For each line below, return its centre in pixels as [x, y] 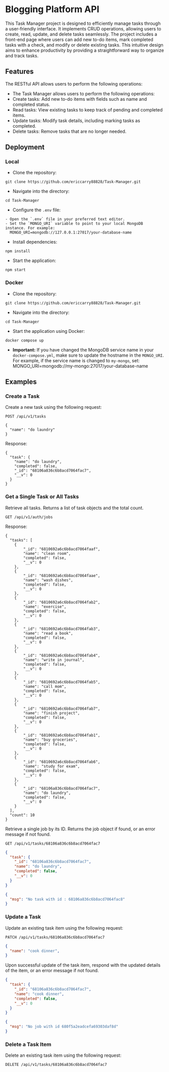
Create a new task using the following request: [53, 407]
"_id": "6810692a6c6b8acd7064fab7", [62, 709]
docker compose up [24, 340]
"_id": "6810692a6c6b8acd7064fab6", [62, 762]
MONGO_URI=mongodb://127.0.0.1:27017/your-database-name [71, 233]
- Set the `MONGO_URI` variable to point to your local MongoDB [74, 224]
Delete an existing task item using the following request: [63, 1055]
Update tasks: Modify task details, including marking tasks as [76, 121]
